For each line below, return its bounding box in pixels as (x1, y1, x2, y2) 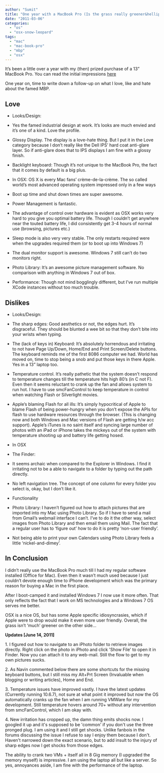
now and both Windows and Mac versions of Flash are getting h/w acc (12, 417, 155, 422)
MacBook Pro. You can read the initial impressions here (5, 71, 116, 77)
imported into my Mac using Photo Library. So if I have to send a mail (12, 510, 151, 516)
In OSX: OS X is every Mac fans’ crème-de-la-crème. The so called (12, 177, 147, 183)
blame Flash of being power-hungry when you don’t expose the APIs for (12, 406, 158, 412)
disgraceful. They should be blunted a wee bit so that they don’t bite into (12, 326, 158, 332)
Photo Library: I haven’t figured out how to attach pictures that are (12, 505, 145, 510)
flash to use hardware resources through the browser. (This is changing (12, 412, 156, 418)
